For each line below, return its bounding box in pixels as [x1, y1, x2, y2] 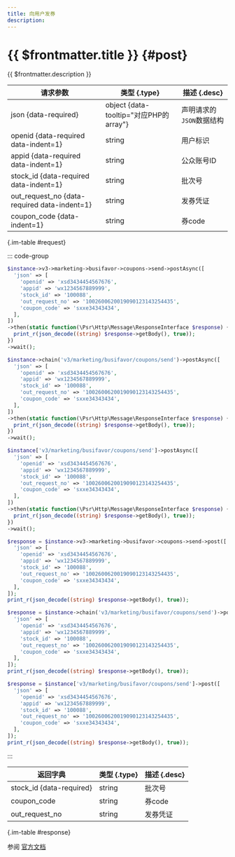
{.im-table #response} [7, 828, 71, 836]
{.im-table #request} [7, 238, 66, 247]
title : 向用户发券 [7, 10, 56, 18]
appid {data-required [10, 151, 81, 161]
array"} [105, 120, 129, 130]
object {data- [105, 100, 150, 110]
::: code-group [7, 252, 49, 260]
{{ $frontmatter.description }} [7, 70, 92, 78]
